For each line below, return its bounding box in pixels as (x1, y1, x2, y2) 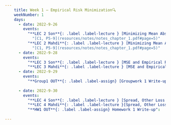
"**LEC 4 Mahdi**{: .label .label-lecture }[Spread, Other (27, 103, 156, 108)
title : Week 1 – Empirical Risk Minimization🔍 (14, 7, 116, 13)
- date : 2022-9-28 (18, 50, 58, 55)
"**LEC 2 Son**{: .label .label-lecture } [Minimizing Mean (27, 31, 158, 36)
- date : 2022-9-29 (18, 69, 58, 74)
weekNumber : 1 (14, 12, 44, 17)
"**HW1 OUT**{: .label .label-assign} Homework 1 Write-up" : (27, 107, 160, 112)
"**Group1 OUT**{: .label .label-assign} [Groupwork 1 (27, 79, 146, 84)
